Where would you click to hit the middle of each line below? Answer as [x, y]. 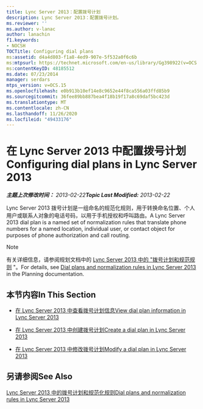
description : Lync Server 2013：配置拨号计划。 [64, 18]
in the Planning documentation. [45, 274]
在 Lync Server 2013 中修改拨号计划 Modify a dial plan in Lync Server [101, 349]
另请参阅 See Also [40, 376]
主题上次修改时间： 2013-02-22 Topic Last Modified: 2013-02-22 [88, 195]
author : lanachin [28, 35]
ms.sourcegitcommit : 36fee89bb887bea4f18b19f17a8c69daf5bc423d [88, 97]
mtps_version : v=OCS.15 [36, 86]
